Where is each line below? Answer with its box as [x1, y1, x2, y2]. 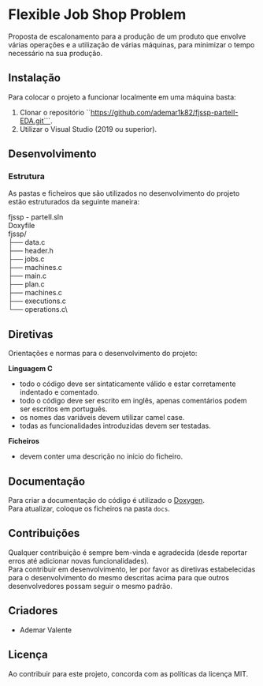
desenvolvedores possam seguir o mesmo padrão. [8, 581, 173, 590]
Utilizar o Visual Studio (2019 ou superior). [19, 124, 157, 133]
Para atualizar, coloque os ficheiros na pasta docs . [8, 504, 171, 514]
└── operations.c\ [8, 305, 69, 314]
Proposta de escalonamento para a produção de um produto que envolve [8, 32, 246, 41]
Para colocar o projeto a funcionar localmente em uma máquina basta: [8, 92, 236, 102]
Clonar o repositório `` [19, 107, 91, 117]
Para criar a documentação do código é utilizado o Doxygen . [8, 496, 205, 505]
